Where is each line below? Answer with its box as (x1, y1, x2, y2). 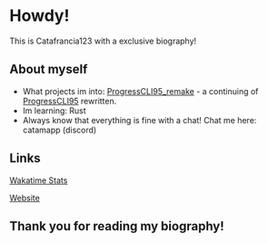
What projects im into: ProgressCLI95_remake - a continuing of (22, 85, 259, 96)
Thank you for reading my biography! (9, 219, 224, 234)
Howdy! (9, 5, 70, 26)
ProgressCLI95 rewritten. (22, 95, 117, 106)
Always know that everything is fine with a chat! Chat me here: (22, 114, 257, 125)
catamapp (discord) (22, 124, 97, 135)
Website (9, 192, 41, 203)
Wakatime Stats (9, 174, 68, 186)
